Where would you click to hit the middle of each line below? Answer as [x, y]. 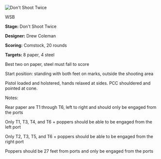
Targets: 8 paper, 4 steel [30, 55]
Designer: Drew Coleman [31, 36]
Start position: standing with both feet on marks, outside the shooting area [79, 74]
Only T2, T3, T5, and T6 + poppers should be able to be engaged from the [79, 136]
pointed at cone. [21, 88]
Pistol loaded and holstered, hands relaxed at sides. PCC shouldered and [78, 83]
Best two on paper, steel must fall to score [47, 64]
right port [15, 142]
